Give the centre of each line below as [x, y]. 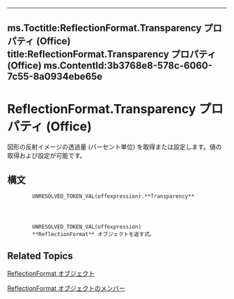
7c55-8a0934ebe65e [55, 76]
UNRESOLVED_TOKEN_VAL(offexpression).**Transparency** [114, 196]
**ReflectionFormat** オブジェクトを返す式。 [94, 235]
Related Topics [40, 256]
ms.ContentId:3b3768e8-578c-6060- [128, 66]
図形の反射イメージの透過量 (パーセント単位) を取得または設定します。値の [115, 147]
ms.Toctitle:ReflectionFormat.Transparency [104, 28]
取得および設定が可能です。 [47, 156]
